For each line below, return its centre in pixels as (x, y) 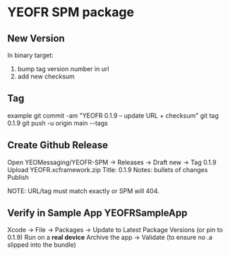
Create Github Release (57, 145)
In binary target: (31, 55)
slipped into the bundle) (42, 245)
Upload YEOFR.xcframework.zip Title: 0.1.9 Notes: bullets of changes (108, 169)
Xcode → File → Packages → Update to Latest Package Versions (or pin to (115, 230)
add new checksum (46, 76)
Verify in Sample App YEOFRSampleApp (97, 213)
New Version (36, 38)
